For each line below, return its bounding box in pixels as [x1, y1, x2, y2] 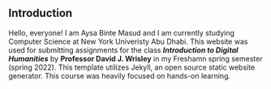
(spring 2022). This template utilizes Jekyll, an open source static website [8, 62, 256, 72]
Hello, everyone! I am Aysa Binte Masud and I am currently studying [8, 28, 235, 37]
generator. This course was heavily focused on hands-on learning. [8, 70, 231, 80]
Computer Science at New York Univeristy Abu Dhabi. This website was [8, 36, 248, 46]
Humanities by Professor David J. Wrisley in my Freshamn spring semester [8, 53, 263, 63]
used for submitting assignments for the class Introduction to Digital [8, 44, 239, 55]
